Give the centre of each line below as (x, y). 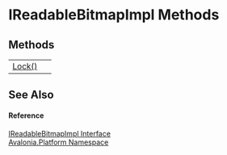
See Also (31, 95)
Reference (26, 115)
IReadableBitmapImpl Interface (60, 133)
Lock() (25, 66)
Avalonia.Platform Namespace (59, 142)
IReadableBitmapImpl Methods (114, 15)
